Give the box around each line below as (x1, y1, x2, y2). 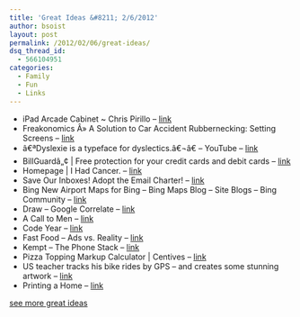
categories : (9, 64, 54, 73)
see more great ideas (9, 297, 88, 308)
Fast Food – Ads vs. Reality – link (22, 231, 144, 243)
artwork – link (22, 270, 74, 281)
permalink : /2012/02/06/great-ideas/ (9, 38, 151, 48)
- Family (17, 72, 50, 81)
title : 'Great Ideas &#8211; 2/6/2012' (9, 13, 159, 23)
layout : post (9, 30, 58, 39)
